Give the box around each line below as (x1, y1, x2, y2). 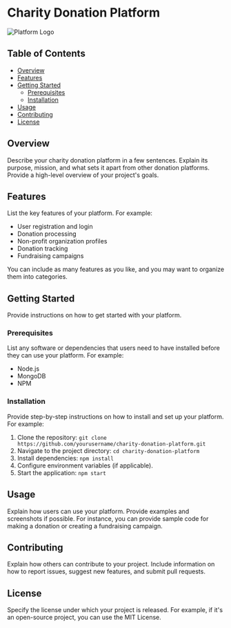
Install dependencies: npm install (17, 454, 114, 462)
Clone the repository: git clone (17, 433, 107, 441)
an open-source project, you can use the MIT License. (7, 613, 162, 622)
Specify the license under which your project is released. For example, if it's (7, 606, 223, 614)
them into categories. (7, 273, 68, 281)
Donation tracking (17, 244, 68, 253)
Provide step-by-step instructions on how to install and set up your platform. (7, 412, 224, 421)
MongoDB (17, 372, 46, 380)
